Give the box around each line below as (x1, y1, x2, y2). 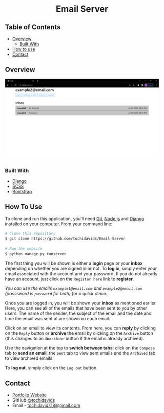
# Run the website (5, 246, 42, 251)
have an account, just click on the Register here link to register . (5, 276, 134, 282)
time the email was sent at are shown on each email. (5, 316, 111, 322)
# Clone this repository (5, 231, 56, 236)
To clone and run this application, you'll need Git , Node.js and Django (5, 216, 144, 221)
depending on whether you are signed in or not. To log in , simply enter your (5, 265, 157, 272)
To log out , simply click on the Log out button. (5, 365, 98, 371)
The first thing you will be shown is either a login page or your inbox (5, 261, 143, 266)
